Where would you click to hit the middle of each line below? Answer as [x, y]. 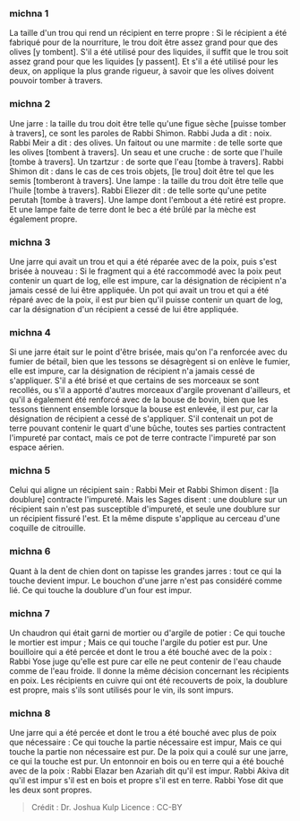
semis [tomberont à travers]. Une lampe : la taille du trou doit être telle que [146, 180]
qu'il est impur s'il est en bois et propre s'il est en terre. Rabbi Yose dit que [146, 781]
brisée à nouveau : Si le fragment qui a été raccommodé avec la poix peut [146, 271]
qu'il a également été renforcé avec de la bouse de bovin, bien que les [139, 400]
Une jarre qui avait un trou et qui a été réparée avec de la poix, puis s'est [143, 261]
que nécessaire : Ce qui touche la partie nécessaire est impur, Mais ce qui [146, 742]
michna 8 [30, 713]
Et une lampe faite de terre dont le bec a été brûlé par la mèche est [133, 209]
